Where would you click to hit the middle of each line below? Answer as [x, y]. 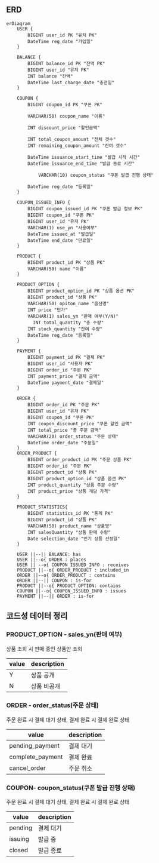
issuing [19, 839]
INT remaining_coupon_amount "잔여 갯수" [77, 146]
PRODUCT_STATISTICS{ [42, 507]
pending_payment [35, 745]
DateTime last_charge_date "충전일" [71, 82]
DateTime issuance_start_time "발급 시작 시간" [84, 157]
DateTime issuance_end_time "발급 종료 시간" [81, 164]
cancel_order [27, 768]
